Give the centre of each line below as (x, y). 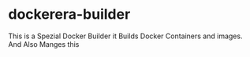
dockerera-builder (69, 14)
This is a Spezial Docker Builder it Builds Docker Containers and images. (125, 36)
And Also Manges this (44, 44)
